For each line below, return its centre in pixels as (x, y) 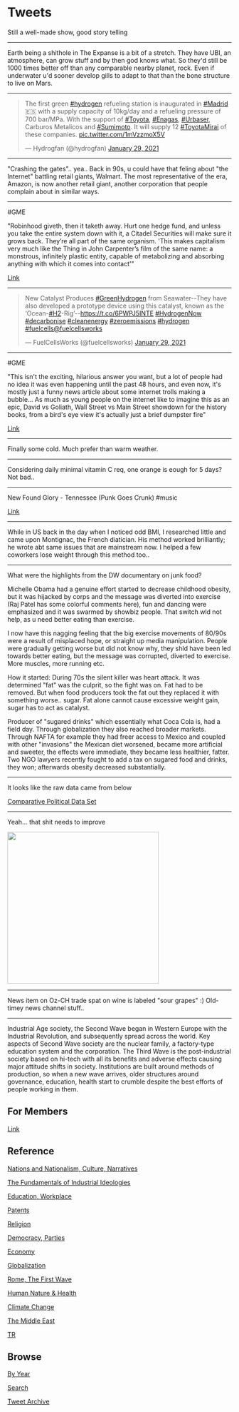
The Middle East (31, 1321)
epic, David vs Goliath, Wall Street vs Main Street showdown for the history (117, 407)
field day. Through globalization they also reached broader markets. (107, 729)
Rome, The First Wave (40, 1279)
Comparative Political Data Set (52, 801)
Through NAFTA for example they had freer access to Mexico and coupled (117, 737)
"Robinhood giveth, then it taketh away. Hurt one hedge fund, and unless (114, 226)
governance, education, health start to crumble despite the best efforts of (115, 1081)
